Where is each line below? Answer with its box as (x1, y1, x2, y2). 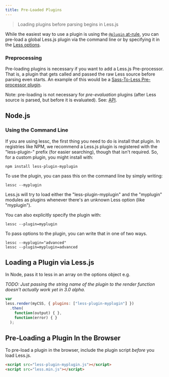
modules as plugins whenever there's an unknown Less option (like (5, 197, 145, 203)
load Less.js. (5, 352, 31, 358)
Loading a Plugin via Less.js (5, 258, 94, 267)
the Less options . (5, 41, 41, 48)
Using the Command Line (5, 127, 69, 134)
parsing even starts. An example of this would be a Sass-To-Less (5, 76, 141, 82)
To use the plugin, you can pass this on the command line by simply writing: (5, 172, 163, 179)
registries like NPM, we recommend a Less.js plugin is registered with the (5, 143, 158, 149)
